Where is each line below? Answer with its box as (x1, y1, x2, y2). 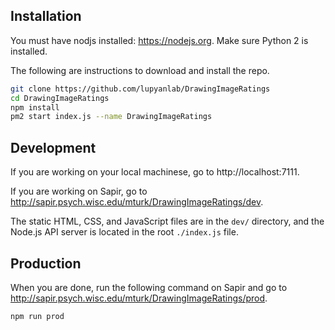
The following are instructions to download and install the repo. (10, 64, 270, 76)
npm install (10, 102, 60, 113)
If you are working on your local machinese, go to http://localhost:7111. (10, 166, 300, 178)
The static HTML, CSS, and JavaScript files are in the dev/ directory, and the (10, 215, 325, 228)
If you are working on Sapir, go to (10, 185, 148, 198)
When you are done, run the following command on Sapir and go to (10, 281, 288, 293)
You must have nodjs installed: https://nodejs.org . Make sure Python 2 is (10, 34, 309, 46)
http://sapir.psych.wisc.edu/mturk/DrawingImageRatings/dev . (10, 196, 264, 208)
